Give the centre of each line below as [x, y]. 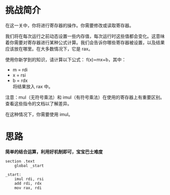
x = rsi [19, 75]
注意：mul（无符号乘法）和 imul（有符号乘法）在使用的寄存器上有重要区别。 [85, 97]
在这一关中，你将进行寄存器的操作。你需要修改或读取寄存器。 [70, 25]
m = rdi [20, 69]
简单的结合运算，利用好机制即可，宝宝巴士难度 [54, 151]
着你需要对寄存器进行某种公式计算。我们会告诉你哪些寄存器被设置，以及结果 [85, 42]
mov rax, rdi [28, 188]
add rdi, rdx [28, 183]
